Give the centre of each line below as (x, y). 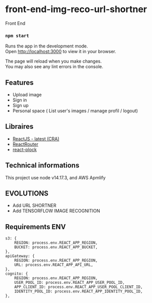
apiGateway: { (20, 256)
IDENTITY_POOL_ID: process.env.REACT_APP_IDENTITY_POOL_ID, (79, 291)
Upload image (27, 95)
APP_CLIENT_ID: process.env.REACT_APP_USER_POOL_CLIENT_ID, (79, 287)
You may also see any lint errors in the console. (54, 67)
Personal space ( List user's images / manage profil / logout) (75, 111)
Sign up (20, 106)
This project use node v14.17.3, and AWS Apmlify (55, 177)
